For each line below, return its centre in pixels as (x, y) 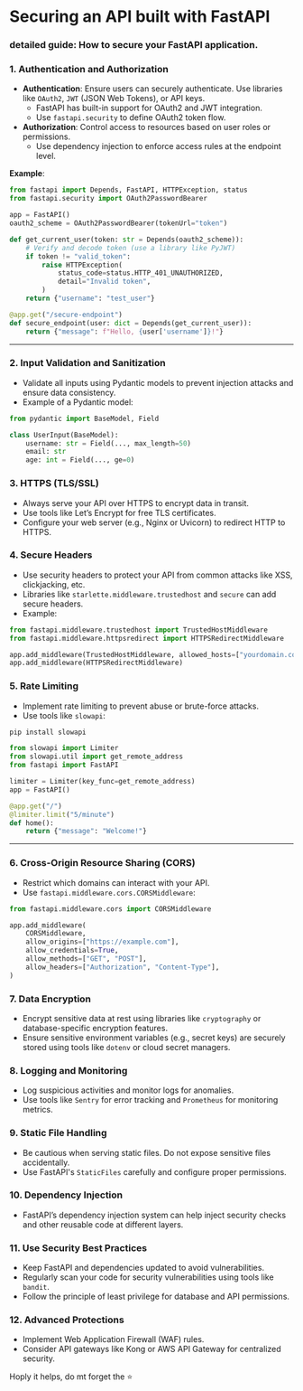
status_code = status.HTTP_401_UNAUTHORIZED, (140, 273)
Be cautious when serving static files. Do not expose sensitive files (147, 1152)
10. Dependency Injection (66, 1195)
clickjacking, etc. (54, 584)
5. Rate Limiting (44, 686)
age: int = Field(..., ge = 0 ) (80, 460)
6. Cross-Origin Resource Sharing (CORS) (102, 863)
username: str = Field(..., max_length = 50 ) (109, 443)
